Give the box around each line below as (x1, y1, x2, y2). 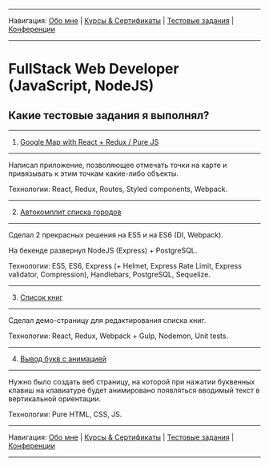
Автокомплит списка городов (19, 207, 122, 217)
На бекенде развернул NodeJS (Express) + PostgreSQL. (8, 245, 198, 255)
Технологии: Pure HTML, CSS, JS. (8, 409, 122, 419)
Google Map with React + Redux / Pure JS (19, 137, 159, 146)
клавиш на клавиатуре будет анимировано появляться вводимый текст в (8, 385, 260, 395)
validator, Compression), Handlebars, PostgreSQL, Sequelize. (8, 269, 211, 279)
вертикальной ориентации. (8, 394, 102, 404)
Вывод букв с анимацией (19, 354, 106, 364)
